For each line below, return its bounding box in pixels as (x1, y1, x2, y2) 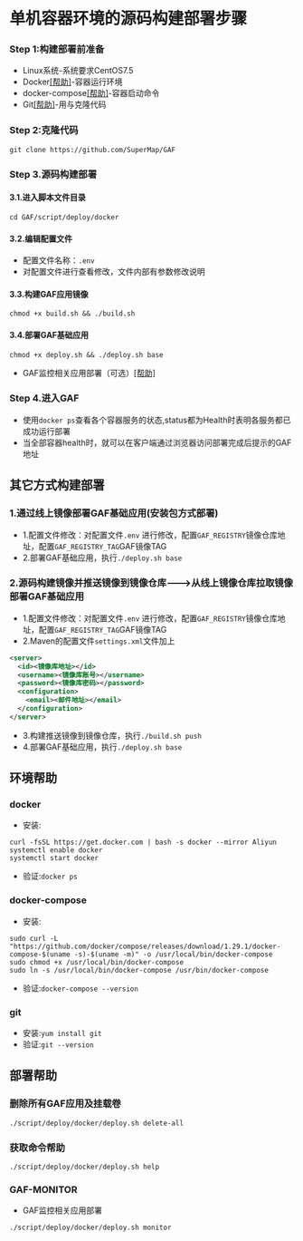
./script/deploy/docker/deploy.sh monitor (9, 1223, 172, 1233)
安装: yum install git (22, 1028, 102, 1039)
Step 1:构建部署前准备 (9, 43, 105, 55)
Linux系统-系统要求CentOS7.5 (22, 65, 134, 76)
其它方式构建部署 (9, 478, 105, 493)
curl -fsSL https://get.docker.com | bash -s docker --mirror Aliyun (9, 838, 278, 848)
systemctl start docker (9, 854, 99, 863)
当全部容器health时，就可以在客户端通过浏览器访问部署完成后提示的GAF (22, 437, 292, 448)
